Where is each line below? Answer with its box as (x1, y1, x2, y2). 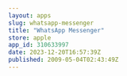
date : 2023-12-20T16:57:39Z (8, 48, 102, 56)
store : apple (8, 33, 52, 42)
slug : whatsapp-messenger (8, 19, 94, 27)
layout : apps (8, 11, 52, 20)
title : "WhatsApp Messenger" (8, 26, 105, 34)
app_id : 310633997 (8, 41, 69, 49)
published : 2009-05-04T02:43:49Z (8, 56, 119, 64)
